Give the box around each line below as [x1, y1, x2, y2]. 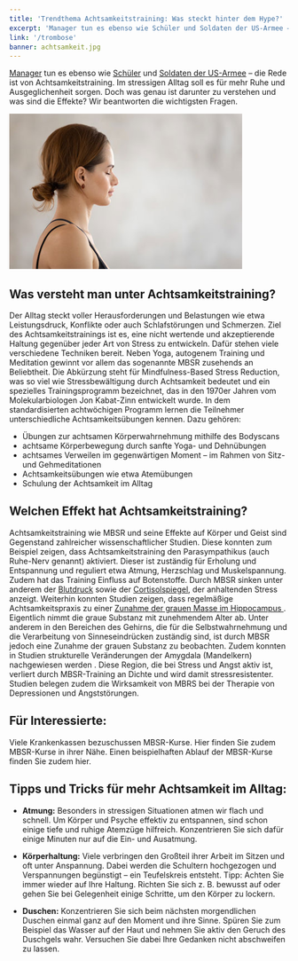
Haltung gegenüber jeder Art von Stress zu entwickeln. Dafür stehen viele [9, 338, 279, 350]
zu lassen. [21, 943, 60, 954]
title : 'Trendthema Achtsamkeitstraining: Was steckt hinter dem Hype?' [9, 14, 284, 23]
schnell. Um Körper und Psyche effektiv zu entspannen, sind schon [21, 815, 269, 825]
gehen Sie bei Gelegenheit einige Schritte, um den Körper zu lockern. [21, 888, 276, 899]
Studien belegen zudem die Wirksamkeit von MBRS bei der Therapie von [9, 678, 275, 689]
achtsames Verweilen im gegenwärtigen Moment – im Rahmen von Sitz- [21, 450, 286, 461]
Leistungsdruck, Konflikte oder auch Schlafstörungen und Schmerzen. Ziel [9, 319, 282, 330]
